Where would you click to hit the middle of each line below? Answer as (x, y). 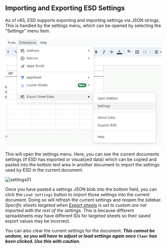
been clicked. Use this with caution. (43, 242)
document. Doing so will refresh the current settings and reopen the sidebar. (83, 200)
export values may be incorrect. (38, 221)
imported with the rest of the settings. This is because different (70, 211)
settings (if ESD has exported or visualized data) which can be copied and (81, 159)
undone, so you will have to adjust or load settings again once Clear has (81, 236)
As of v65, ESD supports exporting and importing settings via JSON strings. (83, 20)
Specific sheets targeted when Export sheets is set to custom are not (76, 205)
